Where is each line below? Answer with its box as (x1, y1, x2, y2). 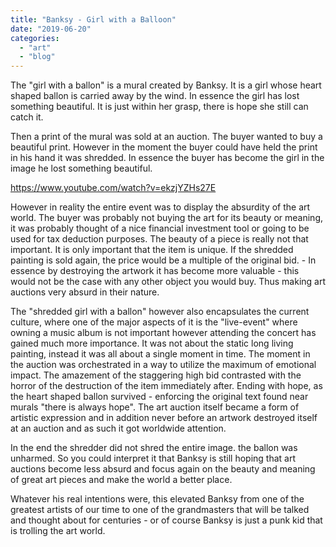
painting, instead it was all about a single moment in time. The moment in (10, 348, 311, 360)
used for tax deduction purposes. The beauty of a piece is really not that (10, 233, 309, 245)
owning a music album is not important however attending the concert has (10, 327, 317, 339)
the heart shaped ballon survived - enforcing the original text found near (10, 391, 309, 403)
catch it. (10, 111, 44, 123)
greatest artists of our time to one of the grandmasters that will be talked (10, 504, 310, 516)
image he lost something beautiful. (10, 162, 153, 175)
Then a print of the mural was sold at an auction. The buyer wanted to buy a (10, 131, 323, 143)
